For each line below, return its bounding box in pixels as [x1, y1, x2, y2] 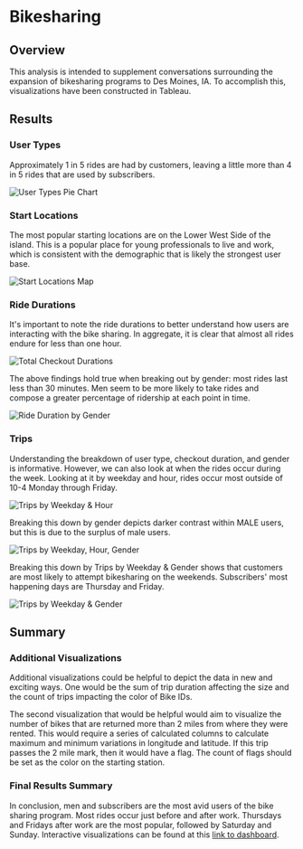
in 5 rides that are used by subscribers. [9, 169, 156, 180]
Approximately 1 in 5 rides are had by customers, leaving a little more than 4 [9, 159, 292, 170]
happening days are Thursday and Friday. [9, 580, 165, 591]
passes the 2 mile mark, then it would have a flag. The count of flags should [9, 748, 292, 759]
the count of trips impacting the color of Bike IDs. [9, 692, 193, 703]
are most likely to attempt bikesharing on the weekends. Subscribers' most [9, 571, 288, 582]
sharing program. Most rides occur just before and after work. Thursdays [9, 809, 282, 820]
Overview [9, 42, 66, 58]
